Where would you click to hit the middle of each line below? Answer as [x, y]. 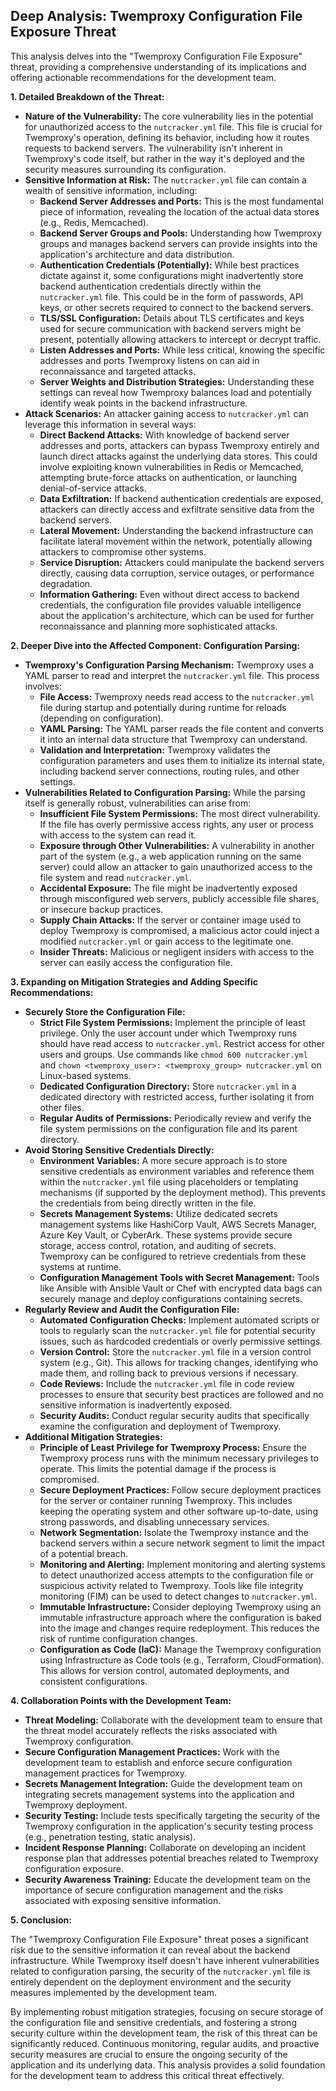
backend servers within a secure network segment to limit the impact [182, 1543]
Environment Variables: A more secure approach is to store [163, 1160]
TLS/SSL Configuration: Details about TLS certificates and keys [172, 318]
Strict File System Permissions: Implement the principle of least [172, 1022]
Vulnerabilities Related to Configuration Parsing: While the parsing [165, 792]
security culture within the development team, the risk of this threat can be [164, 2033]
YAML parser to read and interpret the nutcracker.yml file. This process [172, 675]
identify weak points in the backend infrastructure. [143, 403]
